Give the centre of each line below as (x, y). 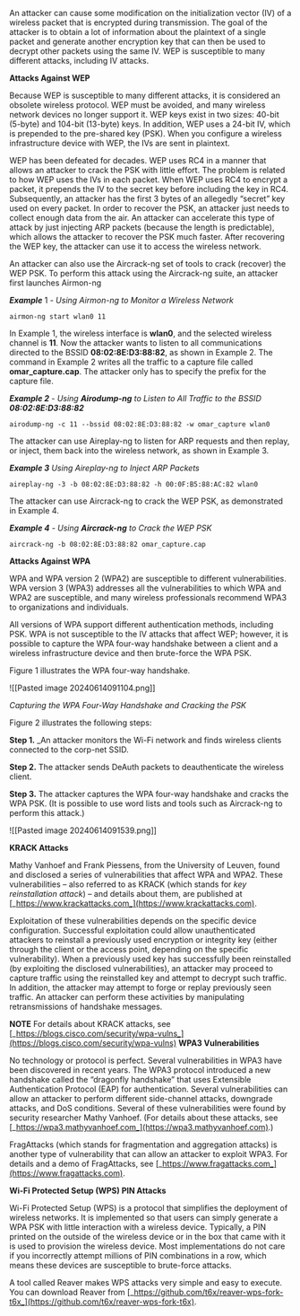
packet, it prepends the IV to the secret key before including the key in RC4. (149, 189)
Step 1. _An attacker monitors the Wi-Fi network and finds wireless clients (146, 740)
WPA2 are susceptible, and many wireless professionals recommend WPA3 (148, 597)
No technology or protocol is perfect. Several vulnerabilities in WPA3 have (146, 1060)
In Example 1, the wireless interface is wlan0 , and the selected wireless (141, 333)
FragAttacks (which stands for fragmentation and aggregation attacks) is (143, 1145)
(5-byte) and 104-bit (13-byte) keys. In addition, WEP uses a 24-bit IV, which (150, 124)
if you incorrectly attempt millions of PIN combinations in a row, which (138, 1255)
